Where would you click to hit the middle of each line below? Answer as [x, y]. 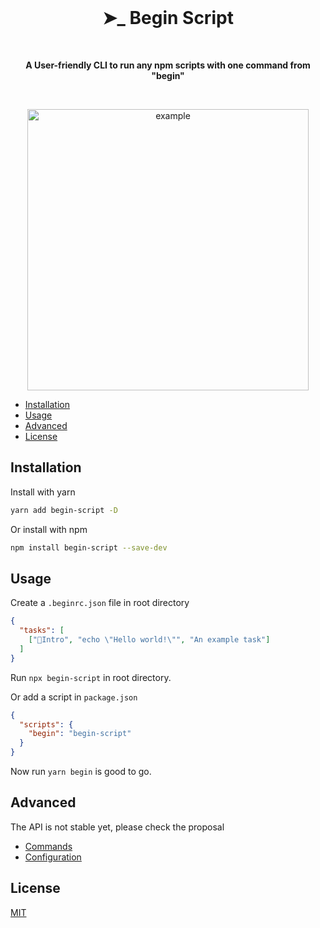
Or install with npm [49, 529]
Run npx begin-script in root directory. [91, 677]
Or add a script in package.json [74, 697]
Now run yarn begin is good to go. [81, 772]
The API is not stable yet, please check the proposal [117, 827]
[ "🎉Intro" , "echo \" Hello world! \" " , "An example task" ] [149, 640]
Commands [48, 846]
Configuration [53, 857]
